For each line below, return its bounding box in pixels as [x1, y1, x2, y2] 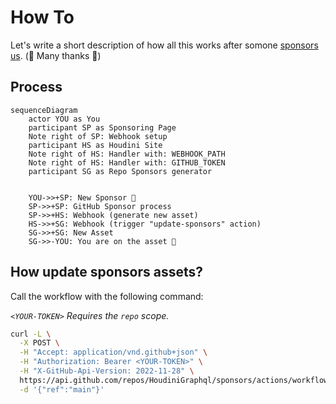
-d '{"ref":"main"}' [19, 384, 105, 395]
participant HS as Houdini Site [28, 140, 163, 150]
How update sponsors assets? [10, 264, 203, 281]
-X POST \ [19, 338, 60, 348]
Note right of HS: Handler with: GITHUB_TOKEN [28, 157, 226, 168]
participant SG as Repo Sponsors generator [28, 166, 213, 176]
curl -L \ [10, 329, 52, 339]
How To [10, 6, 75, 29]
